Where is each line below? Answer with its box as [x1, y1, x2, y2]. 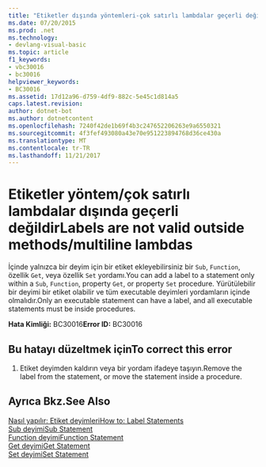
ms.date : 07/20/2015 [8, 19, 77, 27]
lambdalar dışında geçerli [8, 203, 179, 220]
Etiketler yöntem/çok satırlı [8, 185, 191, 203]
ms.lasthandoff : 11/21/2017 [8, 151, 101, 159]
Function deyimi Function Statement [8, 432, 124, 442]
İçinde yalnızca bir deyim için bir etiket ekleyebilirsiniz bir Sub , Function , [8, 262, 241, 271]
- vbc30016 [8, 63, 44, 71]
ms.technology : [8, 33, 59, 42]
